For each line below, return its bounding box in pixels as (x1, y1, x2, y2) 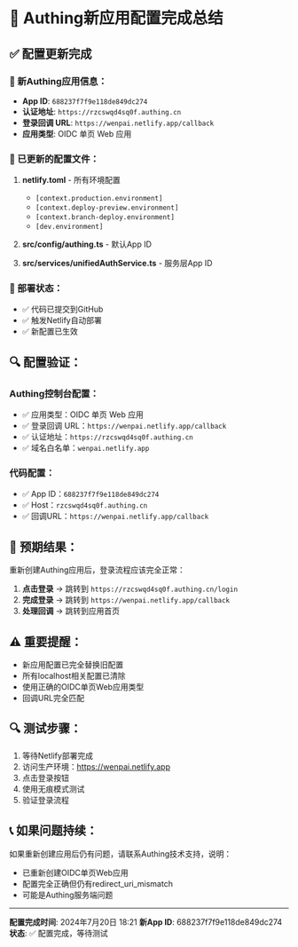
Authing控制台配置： (9, 387, 99, 399)
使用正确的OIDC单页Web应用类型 (21, 682, 145, 692)
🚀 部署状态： (9, 282, 64, 295)
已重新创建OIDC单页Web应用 (21, 867, 129, 878)
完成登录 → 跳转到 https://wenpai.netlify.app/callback (21, 595, 231, 605)
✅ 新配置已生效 (21, 326, 78, 337)
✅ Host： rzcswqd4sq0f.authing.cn (21, 500, 148, 510)
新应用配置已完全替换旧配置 (21, 659, 124, 670)
